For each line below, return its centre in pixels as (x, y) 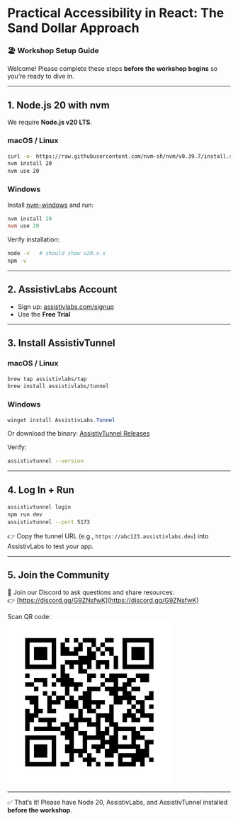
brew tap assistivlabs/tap (47, 379)
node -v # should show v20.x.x (57, 254)
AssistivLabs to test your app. (51, 546)
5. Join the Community (58, 575)
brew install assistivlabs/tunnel (58, 386)
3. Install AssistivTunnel (61, 343)
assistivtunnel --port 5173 (49, 522)
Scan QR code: (29, 616)
